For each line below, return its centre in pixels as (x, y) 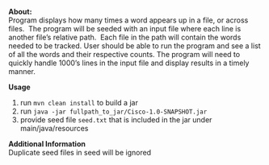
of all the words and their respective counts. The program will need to (124, 54)
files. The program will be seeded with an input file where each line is (125, 29)
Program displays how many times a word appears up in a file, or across (128, 20)
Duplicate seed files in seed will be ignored (80, 153)
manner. (22, 71)
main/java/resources (54, 128)
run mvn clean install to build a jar (79, 103)
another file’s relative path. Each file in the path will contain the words (125, 37)
